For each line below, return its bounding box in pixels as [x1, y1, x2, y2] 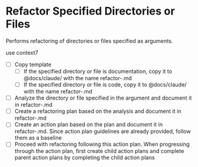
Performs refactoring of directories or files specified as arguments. [5, 37, 174, 44]
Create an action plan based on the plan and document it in [14, 121, 163, 128]
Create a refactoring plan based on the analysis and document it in [14, 107, 182, 115]
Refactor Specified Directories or [5, 4, 176, 18]
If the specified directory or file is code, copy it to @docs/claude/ [23, 81, 187, 89]
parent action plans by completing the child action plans [14, 154, 155, 162]
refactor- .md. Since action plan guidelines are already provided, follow [14, 128, 191, 135]
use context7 [5, 49, 39, 56]
